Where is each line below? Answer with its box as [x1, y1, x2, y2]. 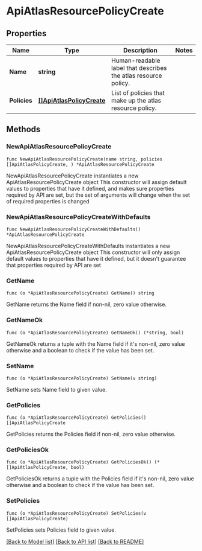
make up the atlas [111, 97, 161, 104]
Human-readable [111, 56, 161, 65]
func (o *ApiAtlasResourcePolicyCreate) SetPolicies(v [6, 510, 147, 517]
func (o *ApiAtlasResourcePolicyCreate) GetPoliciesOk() [6, 459, 152, 465]
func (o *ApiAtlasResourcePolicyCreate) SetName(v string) [6, 375, 158, 381]
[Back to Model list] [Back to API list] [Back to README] [6, 538, 144, 545]
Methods [6, 124, 41, 135]
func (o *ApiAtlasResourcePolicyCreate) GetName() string [6, 290, 155, 296]
